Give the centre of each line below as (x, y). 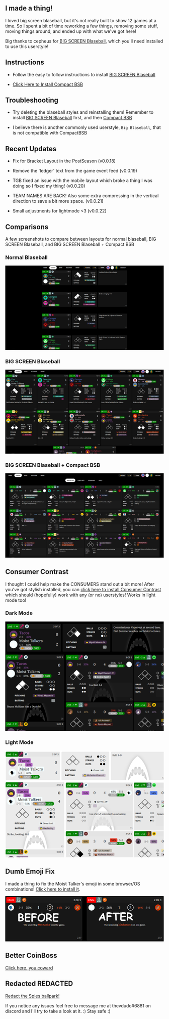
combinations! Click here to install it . (43, 889)
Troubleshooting (32, 100)
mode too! (16, 600)
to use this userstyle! (27, 46)
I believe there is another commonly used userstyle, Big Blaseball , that (87, 127)
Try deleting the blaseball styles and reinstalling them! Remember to (83, 112)
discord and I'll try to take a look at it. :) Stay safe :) (58, 1011)
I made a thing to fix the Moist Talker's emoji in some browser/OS (73, 883)
